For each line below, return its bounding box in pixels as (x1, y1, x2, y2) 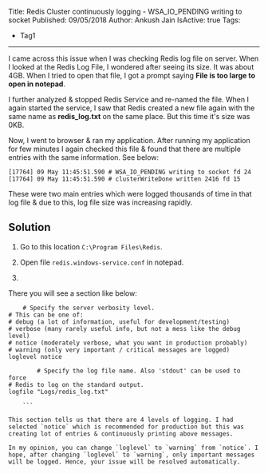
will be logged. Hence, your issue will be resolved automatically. (8, 457, 241, 466)
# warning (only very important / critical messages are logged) (8, 345, 230, 354)
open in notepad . (8, 79, 66, 89)
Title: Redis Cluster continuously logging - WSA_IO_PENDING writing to (8, 7, 242, 16)
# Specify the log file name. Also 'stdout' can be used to (37, 367, 241, 375)
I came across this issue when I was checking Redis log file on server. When (8, 54, 259, 63)
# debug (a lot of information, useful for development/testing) (8, 317, 230, 326)
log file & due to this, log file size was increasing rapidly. (8, 197, 193, 207)
